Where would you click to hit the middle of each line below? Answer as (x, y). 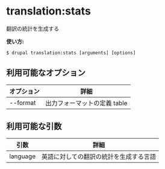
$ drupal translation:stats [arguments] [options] (71, 53)
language (23, 156)
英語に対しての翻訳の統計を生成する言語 (99, 156)
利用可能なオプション (46, 73)
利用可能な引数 (34, 126)
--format (23, 103)
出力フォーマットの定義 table (86, 103)
